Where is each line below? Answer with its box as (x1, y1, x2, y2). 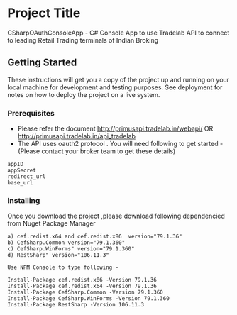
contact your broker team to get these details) (41, 147, 176, 155)
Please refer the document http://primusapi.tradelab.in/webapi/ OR (17, 124, 214, 133)
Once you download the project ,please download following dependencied (7, 211, 226, 221)
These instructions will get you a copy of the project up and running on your (7, 75, 229, 84)
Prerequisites (7, 108, 55, 118)
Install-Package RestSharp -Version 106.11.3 (7, 302, 144, 309)
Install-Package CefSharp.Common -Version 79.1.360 (7, 289, 163, 296)
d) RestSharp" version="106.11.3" (7, 252, 110, 259)
